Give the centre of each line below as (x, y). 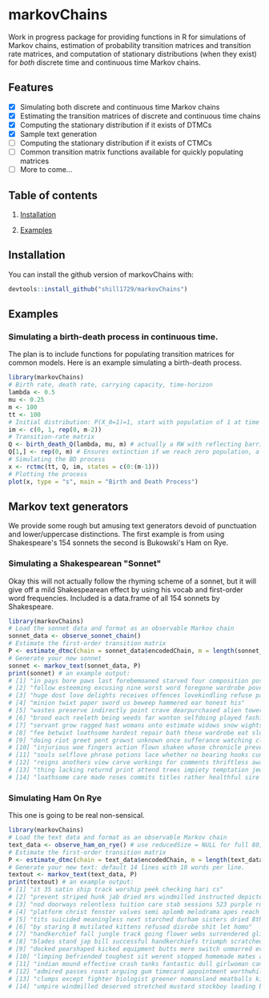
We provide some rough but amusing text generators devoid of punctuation (132, 526)
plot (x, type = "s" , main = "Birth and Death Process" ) (103, 482)
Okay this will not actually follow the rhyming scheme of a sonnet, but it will (132, 581)
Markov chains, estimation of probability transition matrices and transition (130, 45)
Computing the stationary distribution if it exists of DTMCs (116, 125)
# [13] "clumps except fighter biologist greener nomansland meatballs (130, 979)
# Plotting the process (48, 474)
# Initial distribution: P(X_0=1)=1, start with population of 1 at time (134, 422)
